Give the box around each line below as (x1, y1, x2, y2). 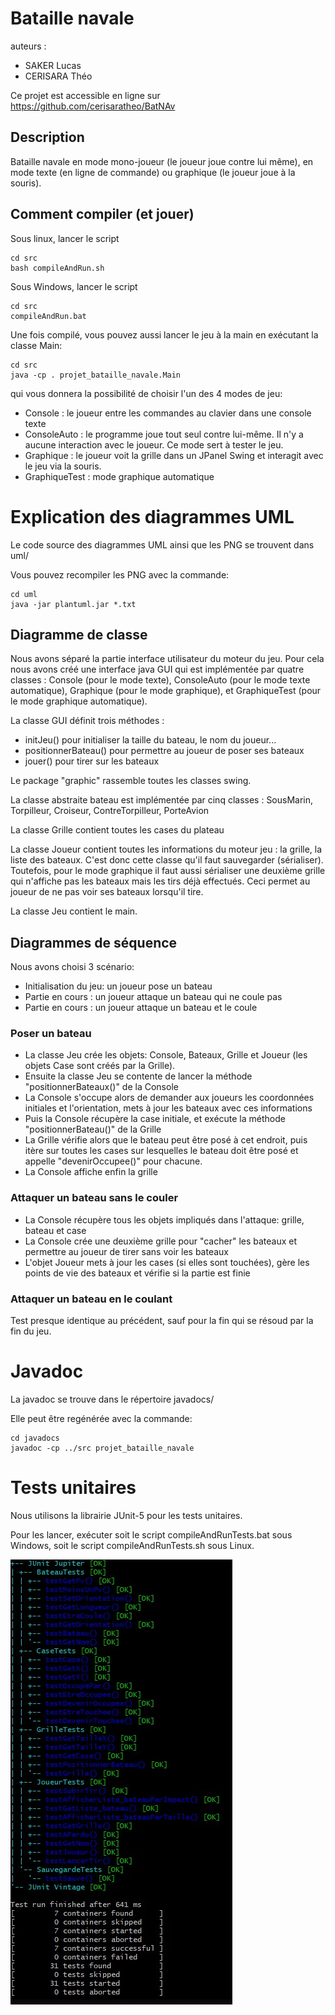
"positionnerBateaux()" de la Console (24, 1081, 179, 1093)
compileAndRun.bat (10, 311, 87, 321)
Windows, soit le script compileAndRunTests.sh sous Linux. (10, 1539, 255, 1551)
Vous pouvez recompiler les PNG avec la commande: (10, 568, 230, 581)
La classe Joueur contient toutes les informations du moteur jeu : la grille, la (10, 843, 323, 856)
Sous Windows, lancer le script (10, 280, 138, 292)
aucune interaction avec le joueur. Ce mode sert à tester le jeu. (24, 438, 284, 451)
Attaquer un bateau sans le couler (10, 1191, 179, 1205)
